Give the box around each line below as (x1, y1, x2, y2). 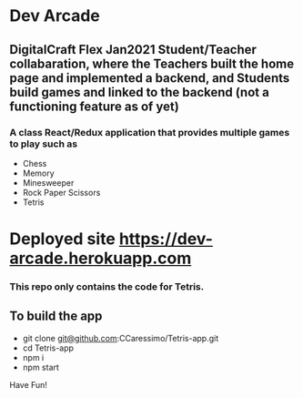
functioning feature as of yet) (9, 98, 179, 114)
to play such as (9, 138, 78, 150)
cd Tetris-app (22, 342, 75, 353)
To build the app (9, 309, 103, 324)
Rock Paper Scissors (22, 187, 101, 198)
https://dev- (118, 229, 214, 250)
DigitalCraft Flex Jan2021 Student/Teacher (9, 42, 258, 57)
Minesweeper (22, 177, 75, 188)
